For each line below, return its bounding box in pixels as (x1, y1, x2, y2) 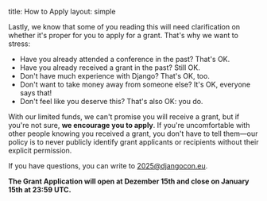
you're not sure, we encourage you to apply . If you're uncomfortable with (8, 121, 250, 129)
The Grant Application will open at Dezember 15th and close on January (8, 176, 250, 186)
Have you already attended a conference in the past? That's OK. (19, 55, 230, 64)
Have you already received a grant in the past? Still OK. (19, 63, 200, 72)
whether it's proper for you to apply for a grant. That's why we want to (8, 31, 238, 40)
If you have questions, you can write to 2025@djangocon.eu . (8, 161, 208, 170)
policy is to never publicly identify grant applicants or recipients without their (8, 137, 259, 146)
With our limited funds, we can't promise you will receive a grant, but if (8, 112, 240, 122)
